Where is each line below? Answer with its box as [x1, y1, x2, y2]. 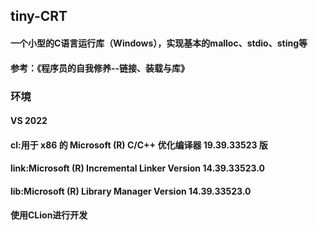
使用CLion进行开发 [10, 209, 88, 221]
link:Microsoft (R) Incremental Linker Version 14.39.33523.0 [10, 162, 265, 174]
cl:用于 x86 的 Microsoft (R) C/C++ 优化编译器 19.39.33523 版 [10, 139, 268, 151]
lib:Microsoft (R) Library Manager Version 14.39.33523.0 [10, 185, 252, 197]
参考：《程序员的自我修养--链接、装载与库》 [10, 62, 190, 74]
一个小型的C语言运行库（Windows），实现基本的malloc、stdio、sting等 [10, 37, 308, 49]
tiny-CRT [10, 8, 68, 25]
